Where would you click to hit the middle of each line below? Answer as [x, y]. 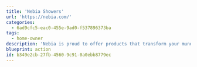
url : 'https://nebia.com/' [39, 17]
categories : [21, 22]
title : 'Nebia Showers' [35, 11]
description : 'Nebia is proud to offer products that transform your [93, 44]
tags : [13, 33]
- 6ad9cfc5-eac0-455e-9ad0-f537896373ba [61, 28]
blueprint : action [28, 50]
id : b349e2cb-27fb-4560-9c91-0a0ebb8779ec [59, 55]
